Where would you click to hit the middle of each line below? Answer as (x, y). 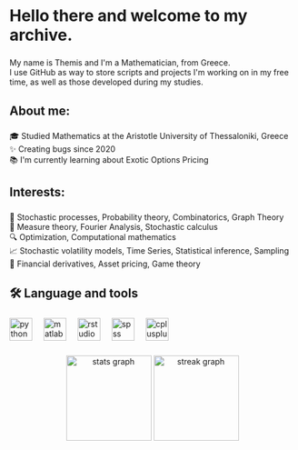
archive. (41, 35)
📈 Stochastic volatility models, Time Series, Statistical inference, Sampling (149, 250)
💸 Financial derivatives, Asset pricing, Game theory (105, 264)
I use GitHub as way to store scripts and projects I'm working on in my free (149, 73)
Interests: (37, 192)
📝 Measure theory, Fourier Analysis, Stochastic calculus (114, 226)
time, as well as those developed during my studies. (106, 82)
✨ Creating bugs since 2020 (63, 149)
